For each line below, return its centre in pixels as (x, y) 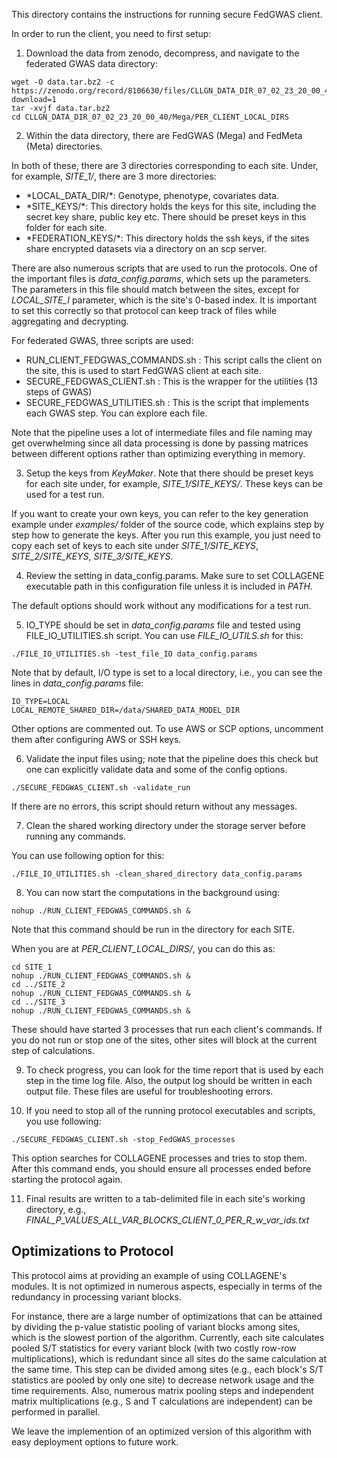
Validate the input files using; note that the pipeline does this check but (172, 758)
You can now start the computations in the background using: (153, 892)
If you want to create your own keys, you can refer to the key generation (160, 513)
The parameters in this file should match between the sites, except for (155, 289)
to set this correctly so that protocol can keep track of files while (144, 310)
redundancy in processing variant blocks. (96, 1296)
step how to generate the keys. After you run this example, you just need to (166, 535)
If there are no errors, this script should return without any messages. (154, 806)
